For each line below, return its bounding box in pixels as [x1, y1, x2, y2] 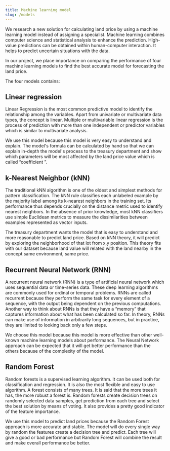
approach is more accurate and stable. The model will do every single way [5, 424, 160, 430]
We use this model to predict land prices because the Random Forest [5, 418, 149, 424]
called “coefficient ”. [5, 159, 47, 165]
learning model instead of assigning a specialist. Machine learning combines [5, 31, 165, 37]
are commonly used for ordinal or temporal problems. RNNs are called [5, 289, 152, 295]
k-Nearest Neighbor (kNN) [5, 173, 90, 182]
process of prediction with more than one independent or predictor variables [5, 122, 165, 128]
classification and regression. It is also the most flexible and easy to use [5, 381, 155, 388]
